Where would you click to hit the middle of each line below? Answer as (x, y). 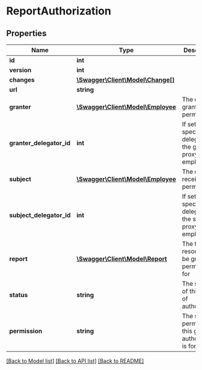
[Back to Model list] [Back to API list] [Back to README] (75, 361)
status (19, 295)
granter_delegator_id (40, 143)
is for (189, 346)
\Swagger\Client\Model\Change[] (125, 80)
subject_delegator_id (40, 215)
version (20, 70)
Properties (26, 33)
